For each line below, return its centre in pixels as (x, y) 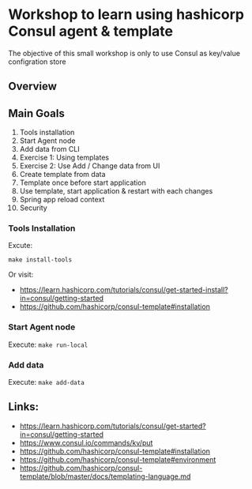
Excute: (21, 246)
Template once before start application (83, 182)
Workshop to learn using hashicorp (126, 15)
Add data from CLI (50, 149)
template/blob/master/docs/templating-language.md (105, 476)
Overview (33, 87)
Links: (24, 407)
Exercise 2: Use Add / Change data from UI (90, 166)
